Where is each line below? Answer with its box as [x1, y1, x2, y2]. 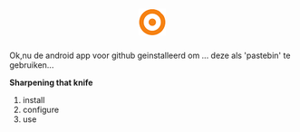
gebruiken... [9, 59, 54, 71]
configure [22, 104, 60, 115]
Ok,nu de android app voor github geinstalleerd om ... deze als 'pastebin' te [9, 50, 291, 61]
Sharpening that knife [9, 77, 93, 88]
